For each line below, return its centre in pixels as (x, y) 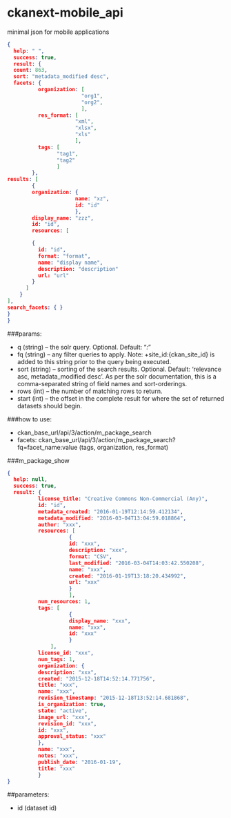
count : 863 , (31, 70)
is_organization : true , (72, 705)
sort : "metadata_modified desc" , (61, 77)
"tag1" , (67, 153)
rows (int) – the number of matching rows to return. (90, 391)
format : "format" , (64, 256)
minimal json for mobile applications (58, 32)
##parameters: (28, 795)
